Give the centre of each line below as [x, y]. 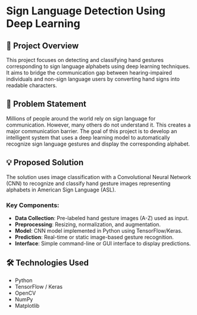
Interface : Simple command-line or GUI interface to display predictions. [103, 243]
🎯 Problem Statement [46, 104]
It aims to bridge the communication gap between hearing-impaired [89, 72]
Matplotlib [27, 305]
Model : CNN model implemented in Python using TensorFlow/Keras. [98, 230]
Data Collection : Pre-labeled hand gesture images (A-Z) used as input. [102, 218]
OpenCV [25, 293]
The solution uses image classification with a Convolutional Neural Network [99, 177]
